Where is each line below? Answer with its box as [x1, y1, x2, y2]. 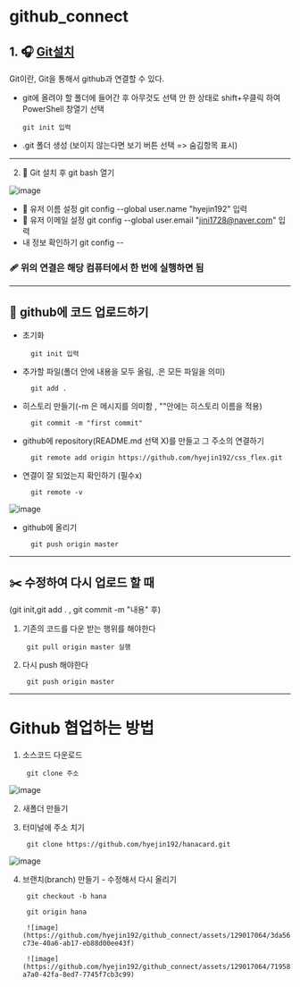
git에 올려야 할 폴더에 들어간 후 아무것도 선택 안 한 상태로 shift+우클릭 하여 [21, 92, 281, 103]
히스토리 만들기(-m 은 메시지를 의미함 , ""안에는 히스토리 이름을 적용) [21, 401, 262, 412]
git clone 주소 [26, 769, 79, 778]
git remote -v [30, 488, 83, 497]
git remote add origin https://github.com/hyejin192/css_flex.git [30, 453, 283, 462]
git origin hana [26, 907, 87, 916]
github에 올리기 [21, 522, 78, 533]
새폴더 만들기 [21, 803, 69, 814]
